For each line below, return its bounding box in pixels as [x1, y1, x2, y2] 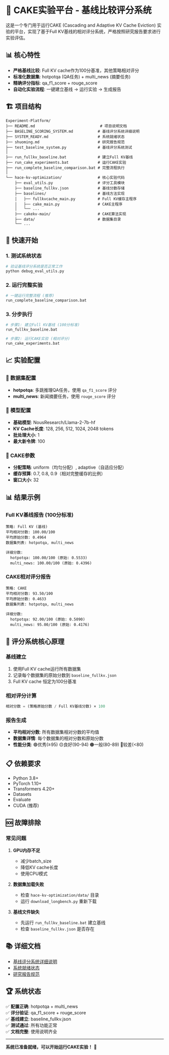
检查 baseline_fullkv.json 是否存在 [20, 925, 95, 932]
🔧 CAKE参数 [6, 452, 35, 459]
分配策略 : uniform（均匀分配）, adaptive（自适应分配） [13, 464, 127, 470]
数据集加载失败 [13, 881, 44, 887]
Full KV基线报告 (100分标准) [6, 511, 74, 518]
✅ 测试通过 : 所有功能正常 [6, 1022, 57, 1028]
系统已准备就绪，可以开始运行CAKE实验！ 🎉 [6, 1044, 97, 1050]
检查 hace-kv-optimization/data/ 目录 [20, 892, 99, 898]
